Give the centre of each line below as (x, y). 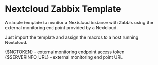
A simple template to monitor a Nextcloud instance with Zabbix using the (79, 22)
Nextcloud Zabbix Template (63, 9)
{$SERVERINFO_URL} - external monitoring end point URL (64, 57)
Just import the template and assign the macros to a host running (72, 37)
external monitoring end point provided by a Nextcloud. (61, 27)
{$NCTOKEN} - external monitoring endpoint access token (65, 52)
